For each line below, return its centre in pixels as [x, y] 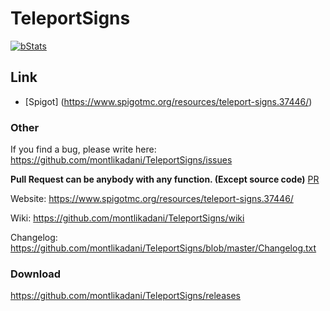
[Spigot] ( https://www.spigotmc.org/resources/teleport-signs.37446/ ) [168, 101]
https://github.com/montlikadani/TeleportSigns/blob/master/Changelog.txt [163, 248]
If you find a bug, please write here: [83, 149]
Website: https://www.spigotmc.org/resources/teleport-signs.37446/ [152, 199]
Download [36, 274]
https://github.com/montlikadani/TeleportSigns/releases [125, 296]
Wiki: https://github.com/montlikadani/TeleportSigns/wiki [127, 218]
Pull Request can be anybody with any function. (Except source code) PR [165, 179]
